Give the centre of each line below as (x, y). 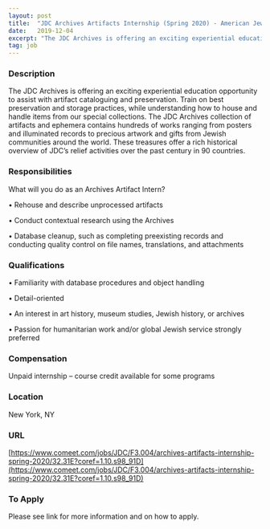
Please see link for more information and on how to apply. (104, 517)
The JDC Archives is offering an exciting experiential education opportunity (133, 91)
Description (32, 74)
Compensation (38, 358)
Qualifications (37, 265)
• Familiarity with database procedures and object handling (106, 283)
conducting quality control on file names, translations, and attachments (126, 244)
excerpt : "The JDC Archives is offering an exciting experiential (122, 38)
